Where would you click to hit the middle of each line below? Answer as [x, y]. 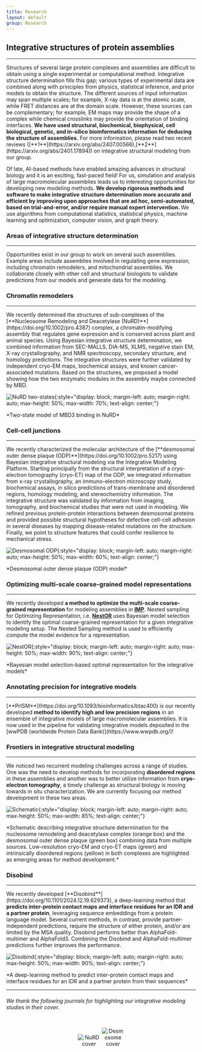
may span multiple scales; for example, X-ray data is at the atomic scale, [96, 99]
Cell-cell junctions [34, 430]
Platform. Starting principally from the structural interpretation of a [88, 468]
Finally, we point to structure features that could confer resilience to [90, 533]
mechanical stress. [29, 539]
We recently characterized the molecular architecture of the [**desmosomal [100, 449]
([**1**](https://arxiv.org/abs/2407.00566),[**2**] [92, 145]
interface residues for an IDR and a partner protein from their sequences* [97, 981]
